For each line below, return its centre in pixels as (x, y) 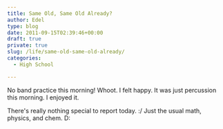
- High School (33, 64)
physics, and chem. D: (39, 118)
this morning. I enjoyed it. (43, 97)
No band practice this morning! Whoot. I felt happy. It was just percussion (112, 90)
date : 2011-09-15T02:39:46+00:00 (55, 33)
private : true (28, 45)
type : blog (23, 26)
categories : (24, 58)
